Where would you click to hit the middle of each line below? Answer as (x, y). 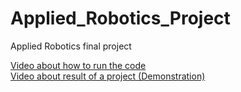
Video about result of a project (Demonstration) (108, 76)
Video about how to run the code (78, 65)
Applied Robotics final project (71, 46)
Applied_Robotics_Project (120, 18)
